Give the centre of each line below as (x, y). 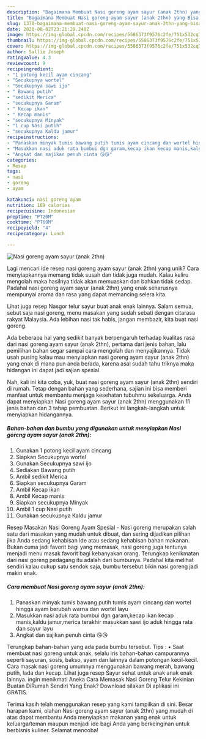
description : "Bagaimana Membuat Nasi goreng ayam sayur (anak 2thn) (97, 12)
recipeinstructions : (33, 137)
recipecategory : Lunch (36, 234)
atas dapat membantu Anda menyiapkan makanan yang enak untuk (92, 717)
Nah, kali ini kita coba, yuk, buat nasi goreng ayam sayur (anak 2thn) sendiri (102, 382)
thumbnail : (21, 40)
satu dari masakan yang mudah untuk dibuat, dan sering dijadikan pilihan (99, 534)
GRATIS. (17, 692)
